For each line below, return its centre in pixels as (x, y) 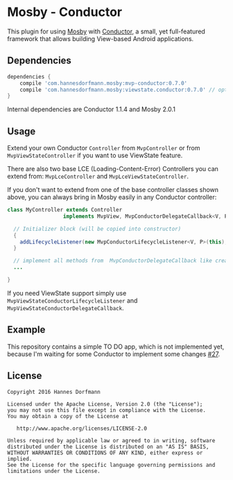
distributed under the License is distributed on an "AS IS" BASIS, (108, 447)
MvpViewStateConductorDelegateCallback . (66, 307)
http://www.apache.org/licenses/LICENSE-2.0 (82, 429)
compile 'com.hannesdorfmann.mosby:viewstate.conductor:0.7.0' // (118, 90)
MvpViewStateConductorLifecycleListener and (72, 301)
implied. (20, 459)
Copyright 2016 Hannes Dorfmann (54, 392)
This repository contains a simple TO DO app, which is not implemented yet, (116, 346)
